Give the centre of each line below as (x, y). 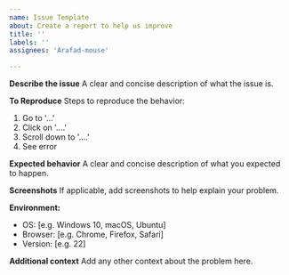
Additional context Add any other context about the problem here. (131, 261)
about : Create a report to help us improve (91, 26)
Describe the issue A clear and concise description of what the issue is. (141, 84)
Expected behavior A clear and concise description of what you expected (145, 164)
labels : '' (29, 42)
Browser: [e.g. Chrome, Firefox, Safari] (93, 235)
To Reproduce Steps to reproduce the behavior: (97, 101)
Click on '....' (44, 128)
